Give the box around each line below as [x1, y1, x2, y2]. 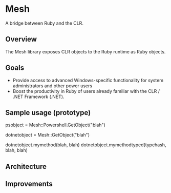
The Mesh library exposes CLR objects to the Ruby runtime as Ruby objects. [5, 48, 166, 54]
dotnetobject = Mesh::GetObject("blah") [5, 132, 90, 138]
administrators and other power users [12, 83, 93, 89]
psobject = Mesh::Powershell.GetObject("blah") [5, 122, 106, 128]
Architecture [5, 162, 47, 171]
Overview [5, 35, 37, 44]
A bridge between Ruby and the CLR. [5, 20, 83, 26]
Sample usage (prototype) [5, 108, 91, 117]
